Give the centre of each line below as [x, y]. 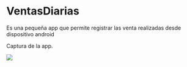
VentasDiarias [43, 11]
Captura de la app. [30, 46]
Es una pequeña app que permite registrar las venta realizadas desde [94, 28]
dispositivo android [31, 34]
